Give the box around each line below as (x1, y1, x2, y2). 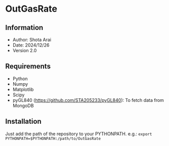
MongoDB (12, 102, 34, 108)
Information (5, 23, 44, 32)
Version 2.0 (12, 48, 37, 53)
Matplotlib (12, 86, 34, 92)
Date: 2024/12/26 (12, 42, 50, 48)
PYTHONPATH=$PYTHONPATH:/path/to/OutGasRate (5, 136, 101, 141)
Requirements (5, 62, 51, 71)
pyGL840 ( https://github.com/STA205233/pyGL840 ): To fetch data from (12, 97, 164, 103)
